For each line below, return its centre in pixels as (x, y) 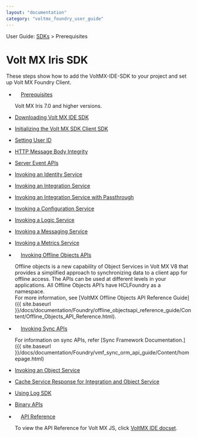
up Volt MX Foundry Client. (39, 82)
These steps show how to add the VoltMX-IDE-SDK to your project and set (96, 76)
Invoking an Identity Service (48, 174)
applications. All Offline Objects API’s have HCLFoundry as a (88, 285)
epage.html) (29, 359)
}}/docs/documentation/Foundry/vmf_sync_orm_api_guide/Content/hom (102, 353)
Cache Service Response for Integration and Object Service (87, 382)
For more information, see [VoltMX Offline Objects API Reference (93, 298)
